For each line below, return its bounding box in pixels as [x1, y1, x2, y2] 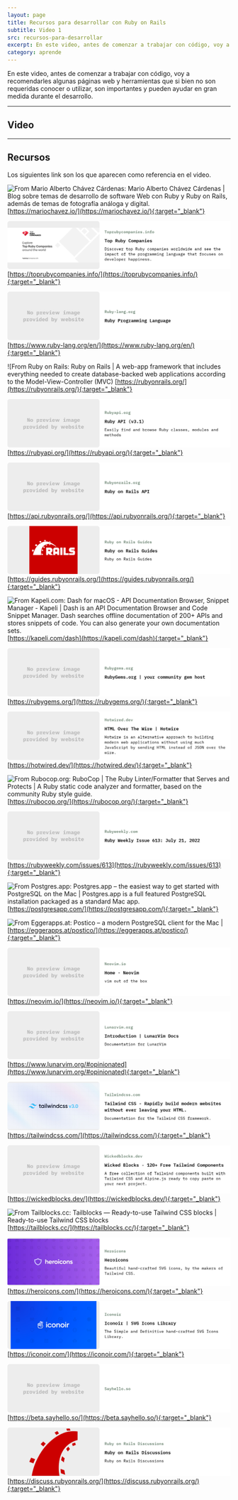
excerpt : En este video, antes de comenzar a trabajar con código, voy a [7, 41, 230, 49]
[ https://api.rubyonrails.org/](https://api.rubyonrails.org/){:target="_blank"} [7, 511, 225, 520]
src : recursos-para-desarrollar [7, 34, 103, 41]
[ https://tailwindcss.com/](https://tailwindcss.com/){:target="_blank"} [7, 1131, 211, 1140]
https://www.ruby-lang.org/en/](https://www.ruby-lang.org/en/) [9, 341, 195, 349]
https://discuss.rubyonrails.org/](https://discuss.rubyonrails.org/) [9, 1477, 200, 1485]
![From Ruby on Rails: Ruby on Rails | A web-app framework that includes [7, 362, 221, 371]
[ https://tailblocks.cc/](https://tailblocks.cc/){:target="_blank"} [7, 1223, 190, 1232]
